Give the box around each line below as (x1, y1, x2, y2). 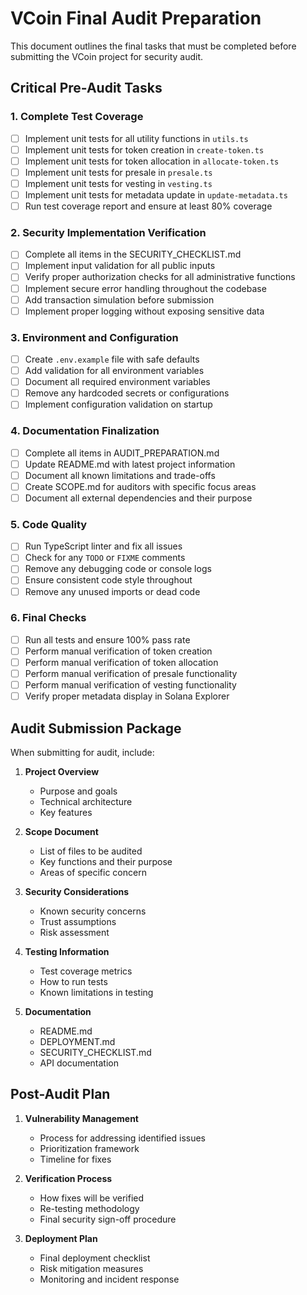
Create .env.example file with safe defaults (24, 353, 200, 366)
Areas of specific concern (39, 867, 147, 879)
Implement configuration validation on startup (24, 398, 213, 411)
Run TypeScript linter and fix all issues (24, 540, 183, 552)
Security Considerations (24, 886, 130, 898)
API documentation (39, 1057, 119, 1069)
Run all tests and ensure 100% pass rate (24, 633, 191, 646)
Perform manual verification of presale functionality (24, 668, 238, 680)
